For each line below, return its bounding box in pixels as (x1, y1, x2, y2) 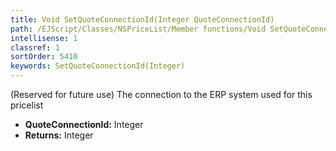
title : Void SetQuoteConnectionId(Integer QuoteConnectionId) (10, 14, 275, 25)
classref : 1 (10, 42, 60, 53)
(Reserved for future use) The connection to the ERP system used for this (10, 89, 313, 100)
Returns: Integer (24, 129, 94, 141)
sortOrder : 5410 (10, 52, 78, 62)
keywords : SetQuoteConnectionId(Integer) (10, 61, 186, 71)
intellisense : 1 (10, 33, 78, 43)
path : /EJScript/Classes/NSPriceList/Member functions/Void (10, 24, 267, 34)
